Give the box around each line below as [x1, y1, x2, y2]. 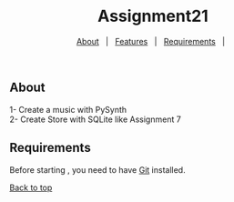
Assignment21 [97, 6, 209, 26]
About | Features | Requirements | [76, 35, 226, 46]
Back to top [9, 182, 53, 193]
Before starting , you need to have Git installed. [9, 164, 186, 175]
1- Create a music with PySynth [9, 104, 127, 115]
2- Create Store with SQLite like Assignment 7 [9, 114, 182, 125]
